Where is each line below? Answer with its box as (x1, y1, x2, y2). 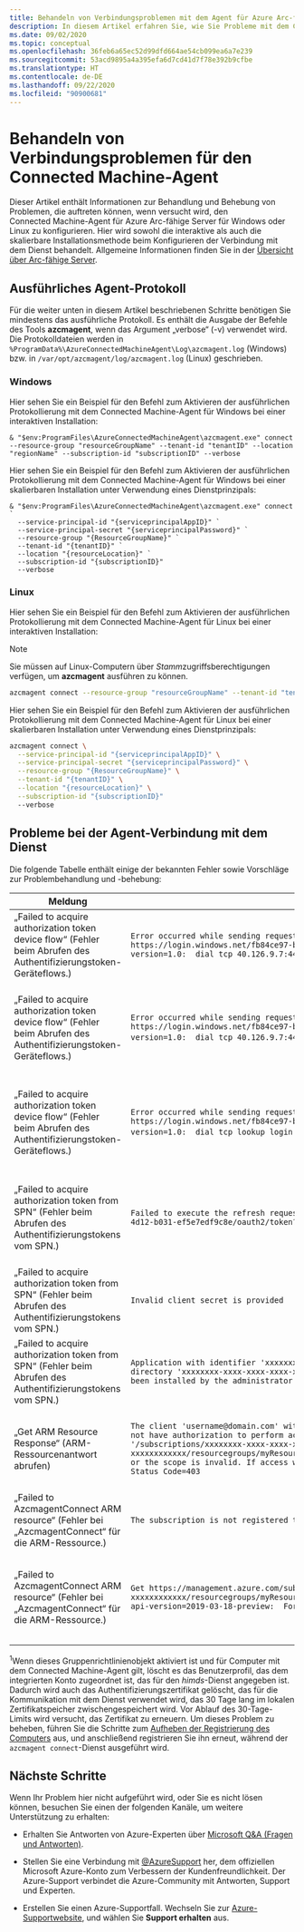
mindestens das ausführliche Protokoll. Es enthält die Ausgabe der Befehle (9, 315, 288, 325)
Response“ (14, 1436, 61, 1449)
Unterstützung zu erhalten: (9, 1811, 110, 1822)
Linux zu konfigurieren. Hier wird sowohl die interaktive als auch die (9, 226, 262, 237)
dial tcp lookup (195, 1127, 265, 1138)
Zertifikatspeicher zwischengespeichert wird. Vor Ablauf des (9, 1704, 236, 1714)
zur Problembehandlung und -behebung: (9, 873, 162, 884)
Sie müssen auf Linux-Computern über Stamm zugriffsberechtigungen (9, 661, 271, 672)
